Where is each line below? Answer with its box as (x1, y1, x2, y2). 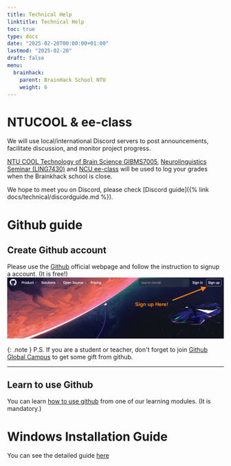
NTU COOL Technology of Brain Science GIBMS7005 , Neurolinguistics (7, 158, 207, 166)
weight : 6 (19, 83, 48, 91)
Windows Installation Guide (7, 429, 168, 444)
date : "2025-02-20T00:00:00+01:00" (7, 40, 109, 47)
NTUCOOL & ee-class (7, 114, 133, 130)
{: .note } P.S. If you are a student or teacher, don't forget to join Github (7, 345, 208, 354)
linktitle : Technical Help (7, 18, 85, 25)
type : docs (7, 33, 38, 40)
